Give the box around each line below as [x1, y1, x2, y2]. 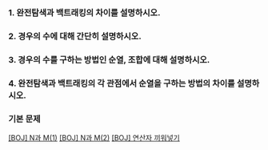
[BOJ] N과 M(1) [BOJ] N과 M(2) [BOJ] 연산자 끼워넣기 [8, 132, 180, 142]
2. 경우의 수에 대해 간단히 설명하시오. [8, 30, 142, 42]
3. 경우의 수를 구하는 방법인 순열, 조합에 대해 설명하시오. [8, 54, 210, 65]
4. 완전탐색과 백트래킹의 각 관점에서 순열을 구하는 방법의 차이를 [8, 78, 235, 89]
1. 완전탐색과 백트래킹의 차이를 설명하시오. [8, 6, 161, 18]
